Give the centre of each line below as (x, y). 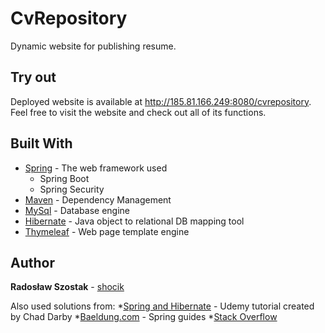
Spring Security (72, 189)
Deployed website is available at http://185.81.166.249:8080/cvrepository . (161, 101)
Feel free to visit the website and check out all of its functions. (138, 112)
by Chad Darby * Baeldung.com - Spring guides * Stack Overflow (144, 317)
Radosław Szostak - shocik (67, 287)
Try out (33, 77)
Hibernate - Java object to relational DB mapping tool (134, 221)
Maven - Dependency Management (98, 199)
